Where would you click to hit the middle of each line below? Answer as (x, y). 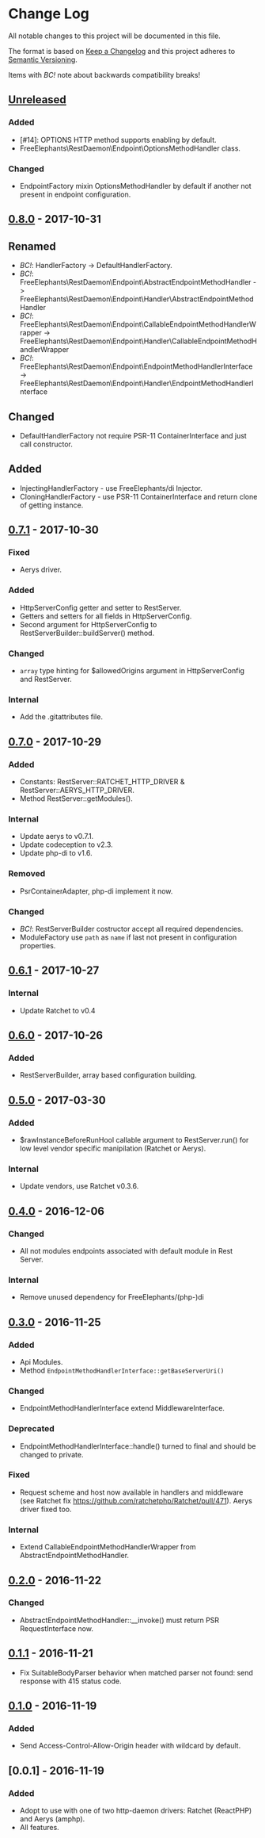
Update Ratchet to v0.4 (58, 1010)
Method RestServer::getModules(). (76, 798)
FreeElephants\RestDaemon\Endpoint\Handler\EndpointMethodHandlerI (136, 383)
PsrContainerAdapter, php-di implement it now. (96, 891)
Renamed (32, 246)
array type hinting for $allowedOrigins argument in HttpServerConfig (132, 671)
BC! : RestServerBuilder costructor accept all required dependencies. (131, 929)
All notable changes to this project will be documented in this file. (115, 36)
